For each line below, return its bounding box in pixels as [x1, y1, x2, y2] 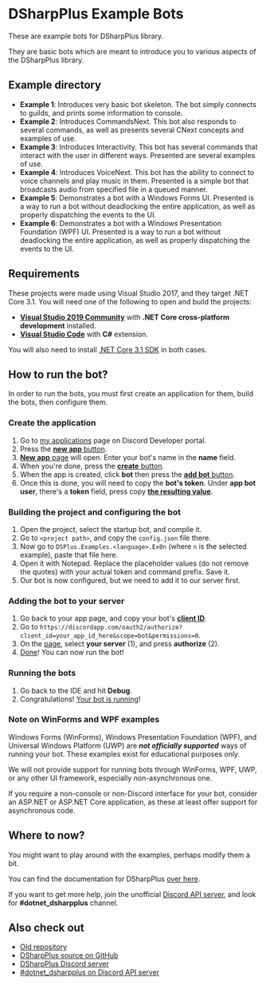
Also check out [8, 921, 85, 935]
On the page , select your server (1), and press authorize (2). [19, 639, 221, 649]
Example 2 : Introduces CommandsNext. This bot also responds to [19, 117, 237, 126]
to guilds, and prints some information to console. [19, 108, 183, 117]
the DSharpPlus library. [8, 55, 84, 65]
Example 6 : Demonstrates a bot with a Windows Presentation [19, 218, 221, 228]
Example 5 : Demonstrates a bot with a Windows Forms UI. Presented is [19, 193, 255, 202]
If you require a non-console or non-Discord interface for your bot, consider [8, 788, 258, 798]
